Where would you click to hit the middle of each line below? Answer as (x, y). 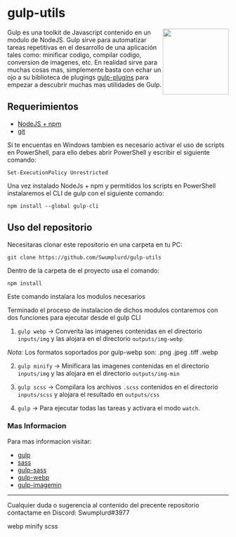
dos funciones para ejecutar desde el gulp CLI (74, 317)
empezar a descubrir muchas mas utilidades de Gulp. (84, 84)
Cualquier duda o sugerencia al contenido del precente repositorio (103, 505)
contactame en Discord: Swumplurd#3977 (68, 512)
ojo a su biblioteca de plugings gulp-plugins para (78, 77)
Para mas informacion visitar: (50, 441)
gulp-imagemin (39, 485)
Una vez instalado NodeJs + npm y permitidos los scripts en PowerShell (112, 186)
